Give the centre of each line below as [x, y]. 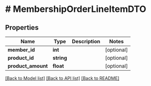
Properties [22, 28]
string [60, 58]
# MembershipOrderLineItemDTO [76, 9]
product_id [21, 58]
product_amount [28, 66]
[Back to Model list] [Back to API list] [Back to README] [62, 78]
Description [86, 42]
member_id [21, 50]
